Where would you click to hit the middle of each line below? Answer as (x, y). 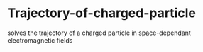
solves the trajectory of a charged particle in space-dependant (99, 33)
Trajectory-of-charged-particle (102, 13)
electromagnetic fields (40, 40)
